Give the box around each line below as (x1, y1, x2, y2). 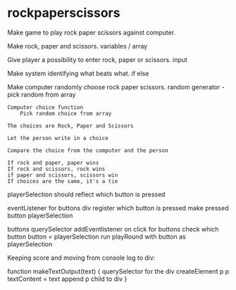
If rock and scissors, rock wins (7, 165, 106, 172)
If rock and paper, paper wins (7, 159, 99, 166)
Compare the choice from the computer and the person (7, 146, 169, 154)
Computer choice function (7, 103, 83, 111)
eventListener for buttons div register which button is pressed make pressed (7, 203, 229, 212)
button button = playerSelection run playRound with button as (7, 232, 187, 241)
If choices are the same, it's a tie (7, 177, 118, 184)
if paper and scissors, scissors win (7, 171, 118, 179)
